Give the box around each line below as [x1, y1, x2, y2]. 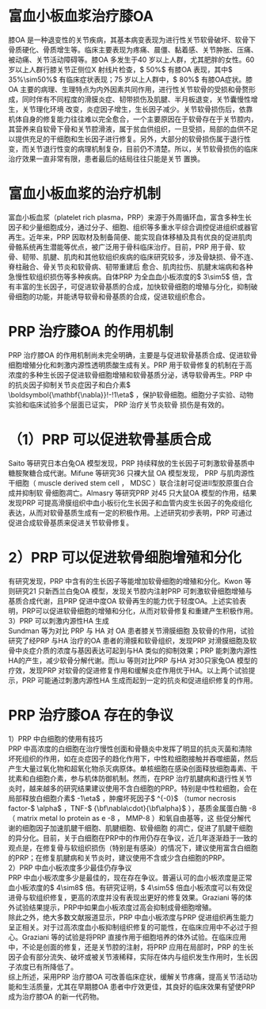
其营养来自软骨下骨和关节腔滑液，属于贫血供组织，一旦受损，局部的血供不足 [8, 124, 258, 133]
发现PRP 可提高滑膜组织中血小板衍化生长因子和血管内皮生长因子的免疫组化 [8, 497, 253, 508]
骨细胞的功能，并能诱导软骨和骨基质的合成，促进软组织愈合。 [8, 291, 210, 301]
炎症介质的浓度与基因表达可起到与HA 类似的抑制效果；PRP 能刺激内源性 [21, 646, 257, 655]
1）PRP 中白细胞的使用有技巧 [8, 734, 103, 743]
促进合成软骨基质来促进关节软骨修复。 [8, 517, 133, 528]
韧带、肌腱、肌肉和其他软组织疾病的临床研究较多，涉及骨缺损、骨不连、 [21, 251, 258, 262]
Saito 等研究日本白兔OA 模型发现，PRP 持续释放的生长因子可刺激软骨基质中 [8, 458, 255, 468]
